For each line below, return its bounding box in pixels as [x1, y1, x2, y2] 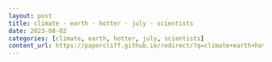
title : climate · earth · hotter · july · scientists [8, 19, 194, 27]
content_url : [8, 42, 53, 50]
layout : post [8, 11, 53, 20]
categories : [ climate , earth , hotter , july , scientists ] [8, 34, 205, 43]
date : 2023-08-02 [8, 27, 67, 35]
